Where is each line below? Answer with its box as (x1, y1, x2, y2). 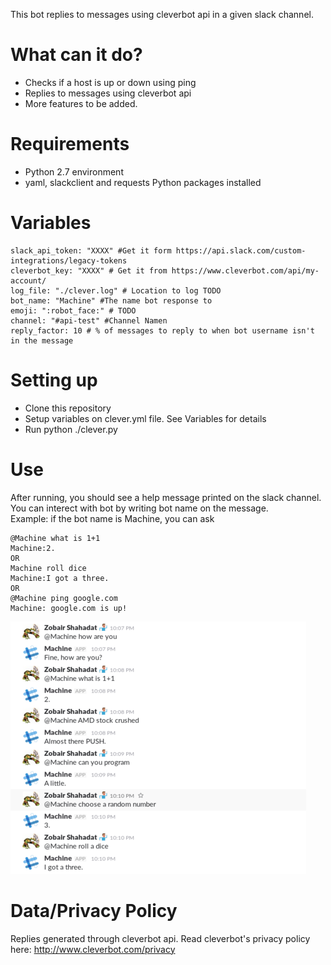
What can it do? (10, 44, 143, 66)
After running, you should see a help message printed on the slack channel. (10, 491, 322, 503)
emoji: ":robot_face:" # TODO (10, 305, 137, 316)
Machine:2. (10, 543, 56, 553)
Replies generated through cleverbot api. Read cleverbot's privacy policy (10, 932, 311, 944)
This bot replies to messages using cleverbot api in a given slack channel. (10, 9, 314, 20)
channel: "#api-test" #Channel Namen (10, 315, 168, 326)
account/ (10, 275, 47, 286)
